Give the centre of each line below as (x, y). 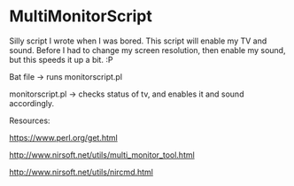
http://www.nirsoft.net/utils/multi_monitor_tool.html (102, 155)
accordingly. (32, 103)
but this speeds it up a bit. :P (61, 59)
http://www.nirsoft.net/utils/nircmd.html (81, 172)
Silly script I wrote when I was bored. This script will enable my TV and (138, 41)
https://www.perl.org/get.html (63, 137)
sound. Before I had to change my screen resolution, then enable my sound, (147, 50)
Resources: (30, 120)
